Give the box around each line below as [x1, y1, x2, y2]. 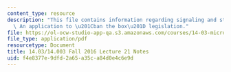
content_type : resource [7, 10, 76, 17]
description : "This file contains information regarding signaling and [7, 16, 217, 23]
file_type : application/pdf [7, 36, 88, 43]
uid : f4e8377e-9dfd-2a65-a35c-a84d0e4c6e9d [7, 55, 134, 62]
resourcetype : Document [7, 42, 76, 49]
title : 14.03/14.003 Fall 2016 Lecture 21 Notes [7, 49, 149, 56]
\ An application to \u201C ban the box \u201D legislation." [13, 23, 189, 29]
